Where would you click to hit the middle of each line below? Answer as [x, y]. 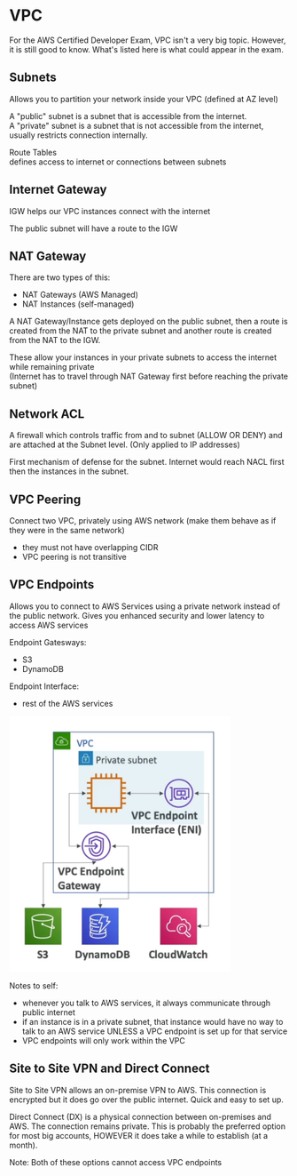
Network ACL [47, 414]
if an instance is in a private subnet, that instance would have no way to [152, 1021]
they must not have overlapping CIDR [90, 547]
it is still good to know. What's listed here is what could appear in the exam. [146, 49]
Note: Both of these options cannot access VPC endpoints [116, 1162]
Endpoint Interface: [44, 686]
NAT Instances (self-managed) [78, 304]
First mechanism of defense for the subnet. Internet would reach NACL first [147, 462]
